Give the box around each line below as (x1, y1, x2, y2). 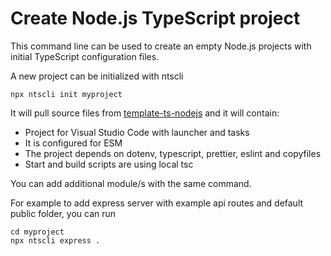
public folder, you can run (10, 207, 117, 219)
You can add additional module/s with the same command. (10, 177, 252, 189)
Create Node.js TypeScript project (10, 7, 301, 30)
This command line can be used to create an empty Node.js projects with (10, 40, 312, 52)
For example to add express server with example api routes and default (10, 197, 304, 209)
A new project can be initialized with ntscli (10, 70, 184, 82)
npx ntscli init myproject (10, 89, 123, 99)
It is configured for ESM (24, 137, 123, 149)
